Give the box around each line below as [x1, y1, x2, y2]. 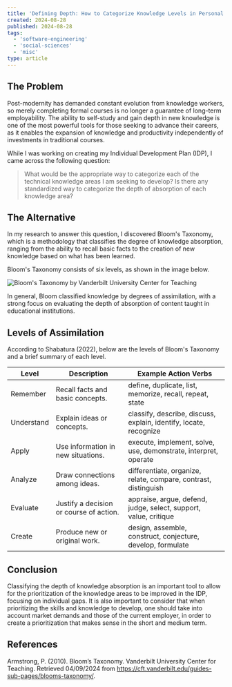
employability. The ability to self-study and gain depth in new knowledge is [7, 113, 220, 122]
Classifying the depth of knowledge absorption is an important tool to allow [7, 582, 221, 590]
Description [68, 369, 108, 378]
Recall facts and [55, 385, 108, 394]
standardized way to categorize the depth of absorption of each [23, 184, 206, 193]
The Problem [7, 81, 64, 93]
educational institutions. [7, 307, 75, 315]
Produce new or [55, 528, 108, 537]
